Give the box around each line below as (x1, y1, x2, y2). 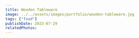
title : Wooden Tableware (5, 7, 58, 12)
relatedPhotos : (5, 26, 37, 31)
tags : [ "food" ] (5, 16, 37, 21)
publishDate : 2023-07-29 (5, 21, 58, 26)
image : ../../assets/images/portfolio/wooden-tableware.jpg (5, 12, 135, 17)
